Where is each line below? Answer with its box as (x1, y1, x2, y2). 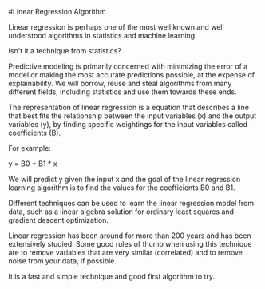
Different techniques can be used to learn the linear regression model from (8, 199, 254, 208)
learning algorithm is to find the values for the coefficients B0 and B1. (8, 183, 235, 192)
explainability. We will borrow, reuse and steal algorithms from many (8, 79, 232, 88)
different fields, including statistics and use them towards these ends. (8, 87, 237, 97)
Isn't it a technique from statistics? (8, 46, 121, 55)
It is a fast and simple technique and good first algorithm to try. (8, 271, 216, 281)
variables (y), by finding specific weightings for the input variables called (8, 120, 247, 129)
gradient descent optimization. (8, 216, 109, 224)
